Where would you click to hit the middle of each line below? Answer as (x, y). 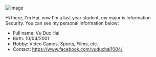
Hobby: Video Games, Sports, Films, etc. (55, 44)
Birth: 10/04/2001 (31, 38)
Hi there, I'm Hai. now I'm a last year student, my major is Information (78, 18)
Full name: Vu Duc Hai (36, 33)
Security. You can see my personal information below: (62, 23)
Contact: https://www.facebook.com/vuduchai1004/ (68, 49)
